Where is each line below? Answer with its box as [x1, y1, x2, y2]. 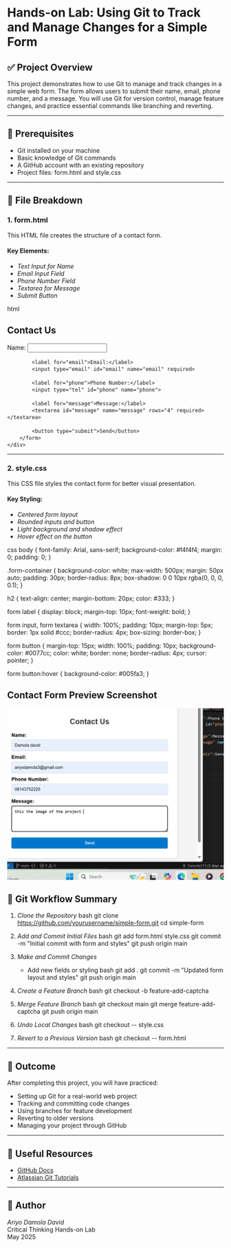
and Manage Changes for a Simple [7, 19, 208, 35]
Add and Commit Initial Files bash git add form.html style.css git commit [16, 932, 221, 940]
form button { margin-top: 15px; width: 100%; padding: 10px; [7, 642, 178, 650]
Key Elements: [7, 246, 49, 255]
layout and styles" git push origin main [27, 973, 136, 982]
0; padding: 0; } [7, 553, 52, 562]
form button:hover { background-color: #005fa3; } [7, 670, 150, 678]
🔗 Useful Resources [7, 1147, 93, 1159]
